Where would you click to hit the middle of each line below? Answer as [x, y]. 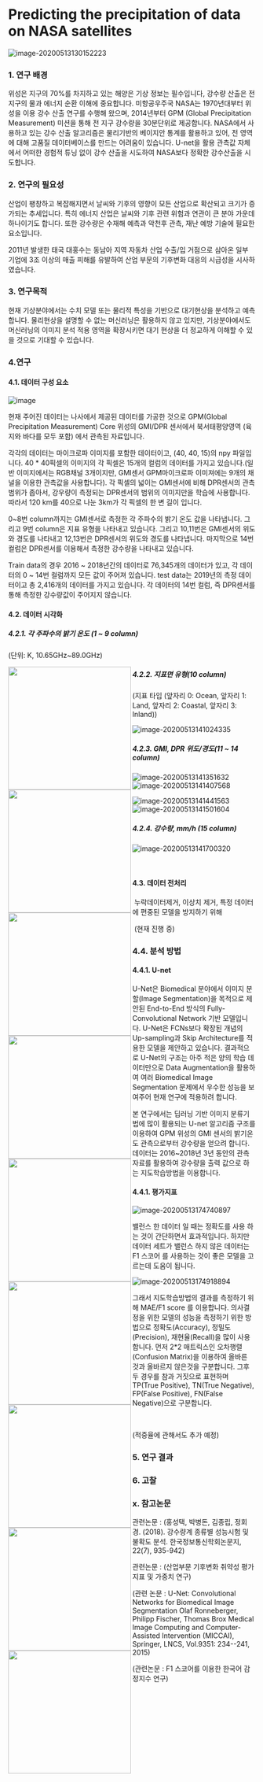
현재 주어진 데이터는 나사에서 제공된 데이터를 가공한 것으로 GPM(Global [118, 416]
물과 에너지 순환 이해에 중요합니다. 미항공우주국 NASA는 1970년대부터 [136, 103]
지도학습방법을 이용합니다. [181, 1172]
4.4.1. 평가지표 [155, 1192]
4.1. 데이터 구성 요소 [38, 383]
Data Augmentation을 [200, 1067]
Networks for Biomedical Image [183, 1603]
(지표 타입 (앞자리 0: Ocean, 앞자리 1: [190, 696]
